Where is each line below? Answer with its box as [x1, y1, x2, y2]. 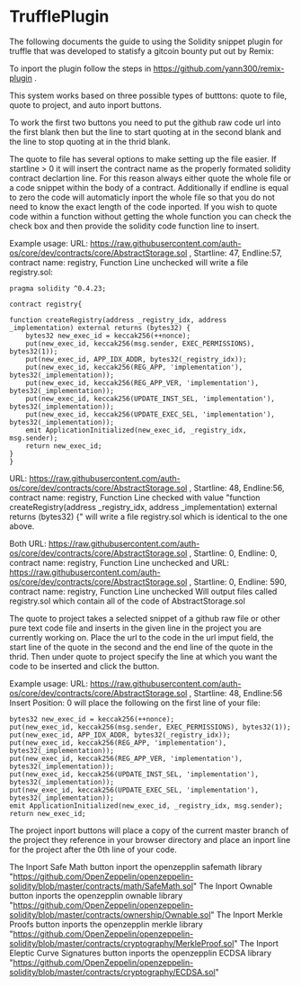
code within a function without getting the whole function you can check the [9, 211, 292, 221]
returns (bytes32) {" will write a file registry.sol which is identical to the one [9, 511, 288, 522]
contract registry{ [9, 300, 83, 309]
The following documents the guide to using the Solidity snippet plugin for [9, 36, 283, 47]
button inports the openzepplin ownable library [9, 890, 183, 901]
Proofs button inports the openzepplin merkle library [9, 919, 204, 929]
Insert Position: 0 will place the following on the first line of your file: [9, 697, 261, 708]
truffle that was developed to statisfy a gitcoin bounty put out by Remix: [9, 45, 274, 56]
